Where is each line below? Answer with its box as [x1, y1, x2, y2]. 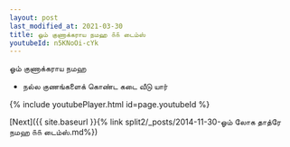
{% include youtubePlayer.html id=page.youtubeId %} [9, 99, 210, 110]
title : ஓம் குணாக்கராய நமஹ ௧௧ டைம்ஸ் [9, 30, 146, 39]
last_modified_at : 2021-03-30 [9, 22, 124, 31]
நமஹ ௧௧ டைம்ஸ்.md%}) [9, 127, 98, 138]
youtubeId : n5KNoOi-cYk [9, 38, 99, 48]
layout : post [9, 13, 59, 23]
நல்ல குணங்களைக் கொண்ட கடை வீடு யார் [22, 81, 169, 92]
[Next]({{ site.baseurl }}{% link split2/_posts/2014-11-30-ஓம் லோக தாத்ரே [9, 116, 282, 127]
